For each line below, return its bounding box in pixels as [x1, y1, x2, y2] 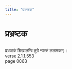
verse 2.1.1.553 [5, 53, 35, 59]
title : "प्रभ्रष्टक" [5, 7, 35, 12]
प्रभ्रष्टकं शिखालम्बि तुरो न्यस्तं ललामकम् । [5, 48, 68, 53]
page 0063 [5, 58, 28, 64]
